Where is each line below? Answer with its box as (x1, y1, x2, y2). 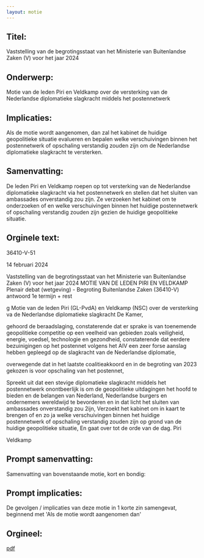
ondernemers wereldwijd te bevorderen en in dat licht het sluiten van (6, 398, 180, 405)
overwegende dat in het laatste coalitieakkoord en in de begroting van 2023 (6, 360, 197, 368)
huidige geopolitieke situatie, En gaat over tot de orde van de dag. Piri (6, 424, 182, 432)
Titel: (6, 32, 27, 42)
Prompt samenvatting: (6, 454, 93, 464)
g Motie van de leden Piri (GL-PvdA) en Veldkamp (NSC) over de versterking (6, 304, 199, 311)
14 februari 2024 (6, 261, 49, 268)
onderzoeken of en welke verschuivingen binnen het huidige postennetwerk (6, 202, 198, 209)
